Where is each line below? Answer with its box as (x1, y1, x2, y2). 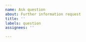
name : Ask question (5, 7, 46, 12)
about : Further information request (5, 12, 81, 17)
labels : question (5, 21, 41, 26)
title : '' (5, 16, 26, 21)
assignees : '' (5, 25, 35, 30)
